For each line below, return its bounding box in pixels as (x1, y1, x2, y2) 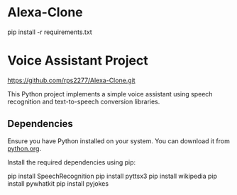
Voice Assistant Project (7, 52, 148, 69)
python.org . (7, 144, 41, 152)
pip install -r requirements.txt (7, 28, 92, 36)
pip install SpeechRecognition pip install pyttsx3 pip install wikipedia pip (7, 172, 218, 180)
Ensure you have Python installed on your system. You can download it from (7, 136, 231, 145)
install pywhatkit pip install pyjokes (7, 179, 109, 188)
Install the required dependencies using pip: (7, 157, 136, 167)
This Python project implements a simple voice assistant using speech (7, 89, 213, 98)
